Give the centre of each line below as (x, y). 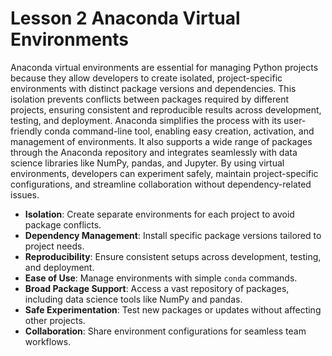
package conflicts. (63, 224)
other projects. (55, 320)
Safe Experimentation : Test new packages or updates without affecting (173, 309)
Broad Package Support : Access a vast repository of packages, (157, 288)
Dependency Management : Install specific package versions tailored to (173, 235)
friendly (26, 131)
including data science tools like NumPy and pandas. (133, 299)
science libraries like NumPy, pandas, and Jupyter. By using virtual (147, 163)
